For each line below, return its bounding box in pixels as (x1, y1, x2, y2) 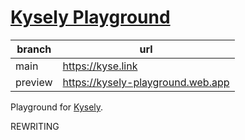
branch (16, 42, 52, 56)
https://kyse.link (62, 59, 138, 73)
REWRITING (10, 120, 60, 132)
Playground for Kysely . (10, 101, 104, 113)
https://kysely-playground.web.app (62, 75, 230, 89)
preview (15, 75, 53, 89)
